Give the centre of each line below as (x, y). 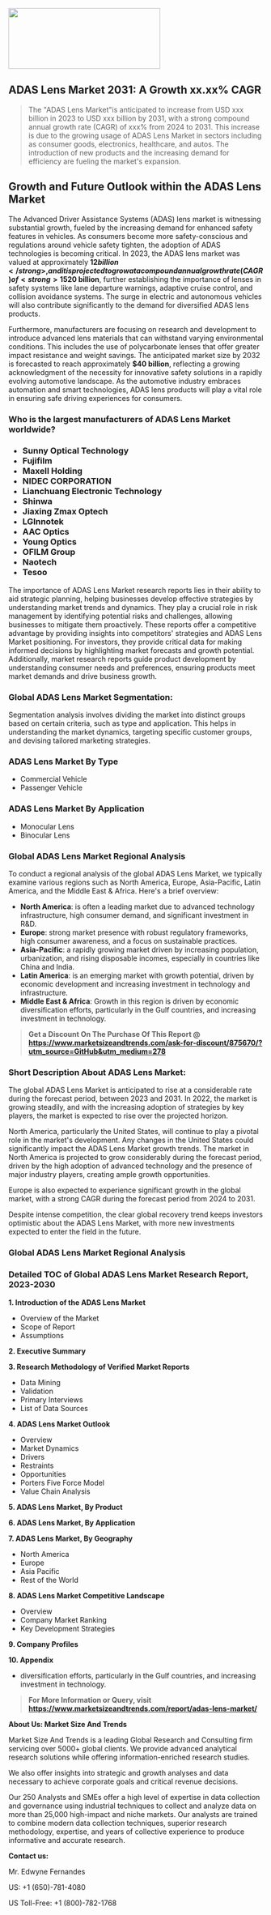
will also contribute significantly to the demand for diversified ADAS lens (129, 305)
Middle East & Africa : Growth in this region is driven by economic (129, 1001)
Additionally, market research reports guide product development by (123, 659)
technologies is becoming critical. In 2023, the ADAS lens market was (124, 253)
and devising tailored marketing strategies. (80, 740)
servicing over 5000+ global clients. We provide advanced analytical (123, 1748)
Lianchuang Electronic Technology (92, 492)
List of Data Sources (54, 1408)
